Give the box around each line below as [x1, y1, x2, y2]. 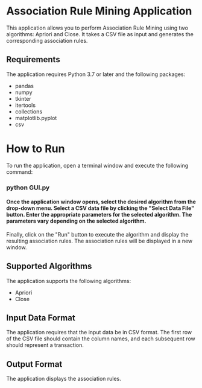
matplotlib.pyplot [14, 114, 57, 121]
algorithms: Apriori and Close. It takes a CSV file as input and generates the [6, 30, 194, 37]
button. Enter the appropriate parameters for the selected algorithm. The [6, 211, 192, 218]
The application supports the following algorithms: [6, 277, 131, 284]
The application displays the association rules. [6, 375, 122, 383]
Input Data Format [6, 313, 75, 323]
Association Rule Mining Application [6, 4, 192, 18]
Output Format [6, 359, 63, 369]
